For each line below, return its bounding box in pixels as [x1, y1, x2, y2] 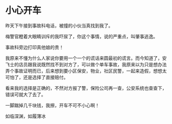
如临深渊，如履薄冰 [5, 113, 46, 119]
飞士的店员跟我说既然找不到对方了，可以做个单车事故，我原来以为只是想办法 [5, 61, 167, 67]
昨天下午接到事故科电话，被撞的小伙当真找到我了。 [5, 22, 113, 29]
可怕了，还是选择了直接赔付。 [5, 74, 68, 80]
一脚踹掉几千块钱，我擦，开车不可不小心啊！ [5, 102, 100, 108]
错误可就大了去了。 [5, 91, 46, 97]
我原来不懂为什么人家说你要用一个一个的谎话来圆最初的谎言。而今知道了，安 [5, 55, 167, 61]
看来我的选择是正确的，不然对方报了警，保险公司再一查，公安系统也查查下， [5, 85, 167, 91]
